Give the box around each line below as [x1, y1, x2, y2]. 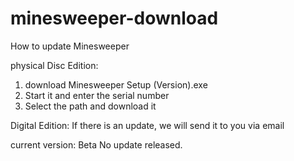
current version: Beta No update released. [10, 138, 183, 151]
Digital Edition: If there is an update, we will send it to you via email [10, 119, 285, 131]
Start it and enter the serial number [24, 89, 170, 101]
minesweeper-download [10, 7, 219, 30]
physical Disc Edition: [10, 59, 99, 71]
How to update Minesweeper [10, 40, 130, 52]
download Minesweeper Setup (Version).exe [24, 78, 208, 91]
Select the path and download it [24, 100, 157, 112]
